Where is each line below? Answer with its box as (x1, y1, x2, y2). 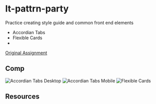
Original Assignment (5, 50, 47, 56)
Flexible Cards (12, 35, 43, 41)
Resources (5, 92, 40, 101)
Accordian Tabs (12, 29, 45, 35)
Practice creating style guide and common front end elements (5, 20, 134, 26)
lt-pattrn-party (5, 3, 69, 15)
